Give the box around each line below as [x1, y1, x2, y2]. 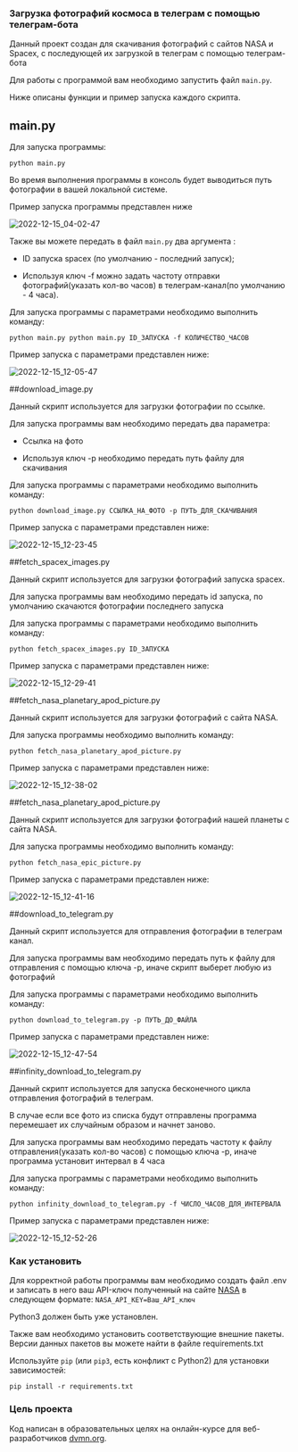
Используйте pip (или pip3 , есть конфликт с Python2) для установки [9, 1356, 269, 1366]
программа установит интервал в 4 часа [9, 1156, 165, 1166]
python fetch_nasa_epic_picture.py [9, 859, 142, 867]
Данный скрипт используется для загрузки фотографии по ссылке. [9, 401, 266, 412]
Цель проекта [9, 1403, 73, 1415]
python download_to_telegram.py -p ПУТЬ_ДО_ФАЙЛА [9, 1016, 198, 1025]
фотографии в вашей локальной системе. [9, 184, 168, 195]
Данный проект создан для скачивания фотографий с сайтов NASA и [9, 38, 274, 49]
